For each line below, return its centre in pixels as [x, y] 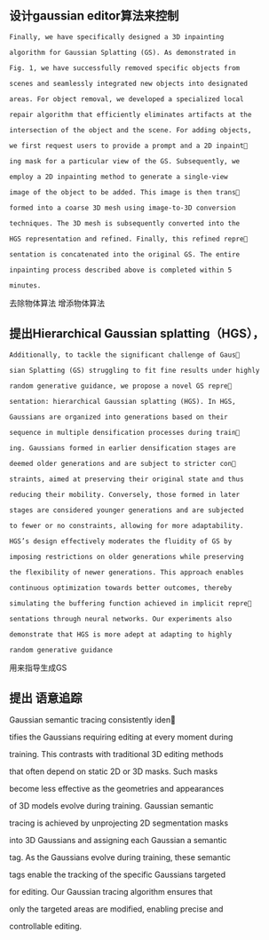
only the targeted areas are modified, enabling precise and [116, 909]
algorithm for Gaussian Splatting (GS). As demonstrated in [123, 52]
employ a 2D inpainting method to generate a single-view [119, 177]
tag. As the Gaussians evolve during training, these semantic [120, 857]
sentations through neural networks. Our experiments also [121, 619]
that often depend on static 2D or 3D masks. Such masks [114, 771]
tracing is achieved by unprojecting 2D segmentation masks [119, 823]
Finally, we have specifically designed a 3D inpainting [117, 37]
